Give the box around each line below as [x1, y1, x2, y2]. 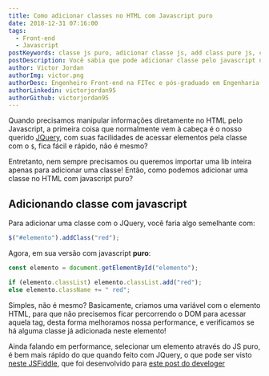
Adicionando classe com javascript [8, 197, 187, 211]
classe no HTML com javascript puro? [8, 174, 134, 184]
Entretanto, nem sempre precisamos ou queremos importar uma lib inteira [8, 157, 252, 167]
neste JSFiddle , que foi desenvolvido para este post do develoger [8, 358, 226, 368]
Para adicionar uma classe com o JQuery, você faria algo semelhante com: [8, 218, 255, 228]
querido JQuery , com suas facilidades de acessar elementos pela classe [8, 133, 247, 143]
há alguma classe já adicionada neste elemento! [8, 325, 167, 335]
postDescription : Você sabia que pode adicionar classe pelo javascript [8, 57, 256, 65]
